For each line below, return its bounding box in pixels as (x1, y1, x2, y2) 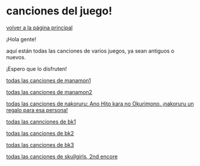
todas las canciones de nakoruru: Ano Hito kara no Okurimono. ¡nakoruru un (6, 100, 194, 107)
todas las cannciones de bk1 (6, 118, 76, 125)
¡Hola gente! (6, 35, 37, 43)
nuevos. (6, 53, 26, 61)
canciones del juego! (6, 4, 113, 18)
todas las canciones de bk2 (6, 129, 74, 137)
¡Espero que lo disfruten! (6, 65, 67, 73)
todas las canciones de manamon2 (6, 88, 93, 95)
